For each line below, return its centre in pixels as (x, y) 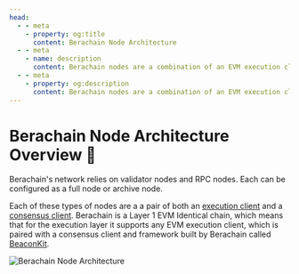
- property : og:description (77, 84)
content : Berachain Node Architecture (105, 42)
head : (19, 17)
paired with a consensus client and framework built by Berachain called (140, 234)
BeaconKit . (29, 244)
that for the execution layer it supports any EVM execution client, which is (144, 225)
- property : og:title (65, 34)
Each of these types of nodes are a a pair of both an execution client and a (146, 206)
